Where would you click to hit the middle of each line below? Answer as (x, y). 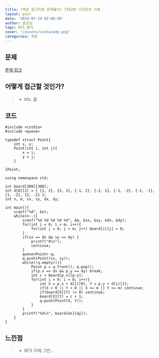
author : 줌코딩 (19, 23)
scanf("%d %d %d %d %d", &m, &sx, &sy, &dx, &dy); (75, 221)
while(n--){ (26, 216)
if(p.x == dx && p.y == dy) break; (67, 271)
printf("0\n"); (46, 242)
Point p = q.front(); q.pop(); (63, 267)
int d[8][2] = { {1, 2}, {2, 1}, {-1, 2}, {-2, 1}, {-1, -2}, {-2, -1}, (80, 191)
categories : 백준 (21, 37)
